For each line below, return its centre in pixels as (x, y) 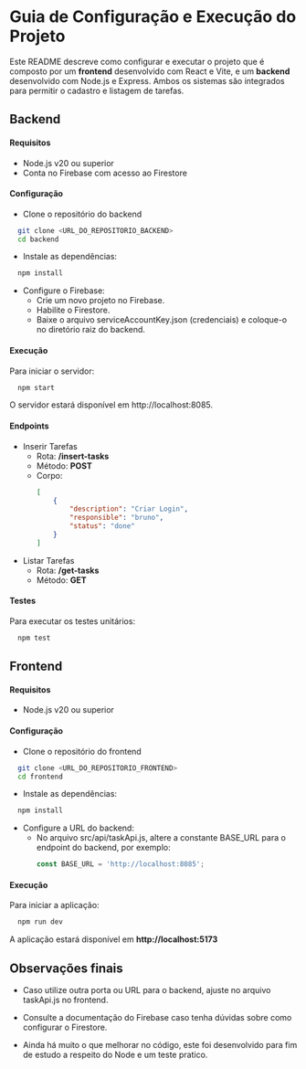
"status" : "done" (102, 526)
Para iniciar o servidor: (52, 371)
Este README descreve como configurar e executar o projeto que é (137, 61)
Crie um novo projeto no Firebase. (100, 301)
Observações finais (66, 968)
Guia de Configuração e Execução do (153, 17)
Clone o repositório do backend (82, 214)
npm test (34, 638)
